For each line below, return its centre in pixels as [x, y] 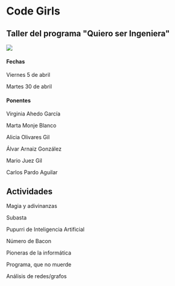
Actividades [30, 191]
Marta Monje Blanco [31, 126]
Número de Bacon [29, 241]
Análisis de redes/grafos [37, 276]
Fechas [16, 61]
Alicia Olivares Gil [28, 137]
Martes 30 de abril [29, 86]
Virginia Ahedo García [33, 114]
